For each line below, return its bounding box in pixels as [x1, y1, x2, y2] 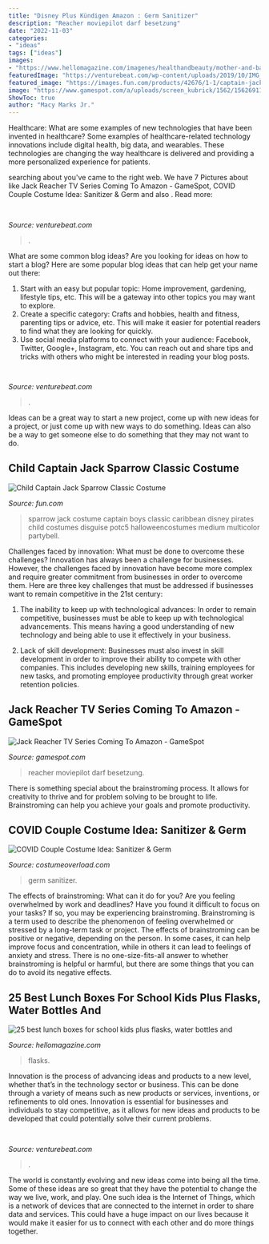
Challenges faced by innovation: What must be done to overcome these [8, 546, 245, 556]
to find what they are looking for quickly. [19, 326, 154, 336]
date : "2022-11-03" [8, 26, 74, 34]
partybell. [27, 530, 60, 541]
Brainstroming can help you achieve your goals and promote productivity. [8, 800, 251, 810]
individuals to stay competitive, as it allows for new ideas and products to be [8, 1105, 260, 1115]
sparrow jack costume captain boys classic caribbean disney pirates [27, 513, 255, 523]
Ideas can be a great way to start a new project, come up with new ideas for [8, 413, 259, 422]
